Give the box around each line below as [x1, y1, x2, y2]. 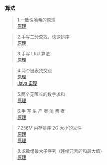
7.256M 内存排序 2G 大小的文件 [17, 125, 82, 131]
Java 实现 [17, 80, 38, 87]
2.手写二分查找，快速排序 [17, 34, 70, 40]
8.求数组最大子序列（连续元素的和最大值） [17, 148, 105, 154]
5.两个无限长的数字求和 [17, 91, 65, 97]
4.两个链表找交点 [17, 68, 52, 74]
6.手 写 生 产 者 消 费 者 [17, 108, 65, 114]
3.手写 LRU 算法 [17, 51, 50, 57]
